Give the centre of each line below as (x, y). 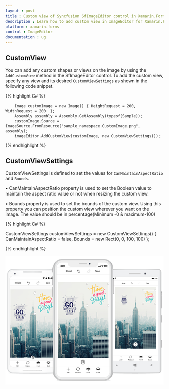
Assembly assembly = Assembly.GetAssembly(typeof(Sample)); (78, 116)
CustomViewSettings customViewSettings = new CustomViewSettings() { (81, 233)
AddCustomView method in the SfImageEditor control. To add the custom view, (84, 75)
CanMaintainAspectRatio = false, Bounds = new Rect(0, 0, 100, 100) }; (77, 239)
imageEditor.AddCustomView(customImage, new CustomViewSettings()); (88, 136)
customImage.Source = (37, 121)
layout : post (20, 11)
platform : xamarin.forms (32, 27)
